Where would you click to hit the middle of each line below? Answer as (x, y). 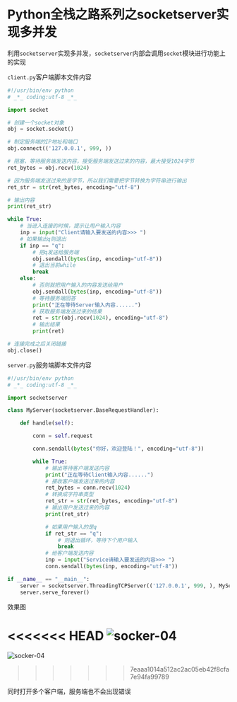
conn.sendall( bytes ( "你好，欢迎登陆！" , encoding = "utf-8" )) (119, 449)
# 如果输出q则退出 (43, 239)
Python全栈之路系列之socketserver (112, 15)
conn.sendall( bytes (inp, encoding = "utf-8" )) (111, 567)
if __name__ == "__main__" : (49, 579)
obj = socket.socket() (41, 129)
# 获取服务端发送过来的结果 (67, 311)
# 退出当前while (54, 265)
